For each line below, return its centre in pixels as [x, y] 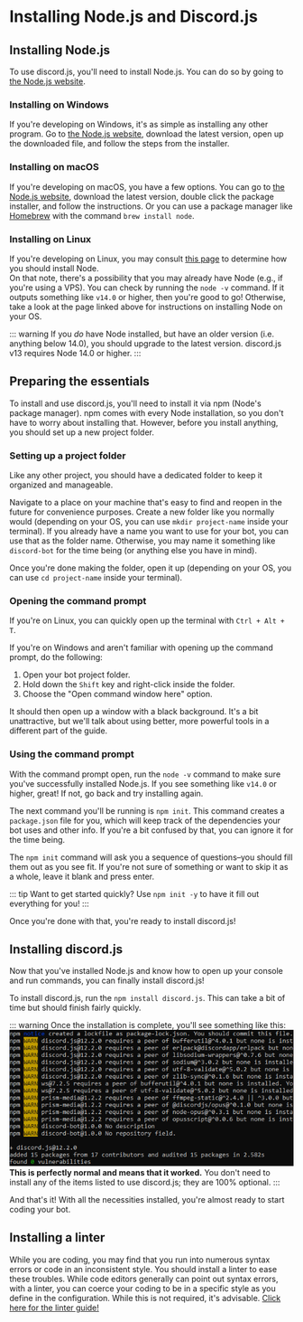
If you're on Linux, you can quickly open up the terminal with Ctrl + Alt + [147, 620]
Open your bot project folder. [76, 675]
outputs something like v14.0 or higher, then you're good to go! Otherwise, [147, 297]
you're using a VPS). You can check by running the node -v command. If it [147, 288]
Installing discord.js [66, 949]
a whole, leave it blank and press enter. [82, 876]
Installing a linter [57, 1237]
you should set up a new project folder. [82, 432]
